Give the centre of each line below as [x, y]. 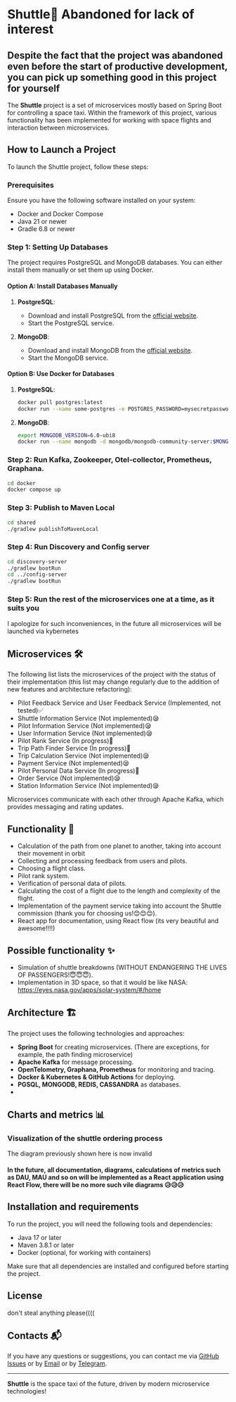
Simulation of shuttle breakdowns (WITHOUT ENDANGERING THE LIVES [122, 967]
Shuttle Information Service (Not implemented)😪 [88, 718]
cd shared [22, 522]
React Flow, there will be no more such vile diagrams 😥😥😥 [96, 1185]
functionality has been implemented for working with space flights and [110, 120]
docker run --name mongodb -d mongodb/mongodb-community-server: [115, 442]
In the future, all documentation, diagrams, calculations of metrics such [114, 1170]
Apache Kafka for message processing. [76, 1062]
